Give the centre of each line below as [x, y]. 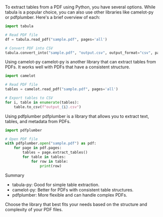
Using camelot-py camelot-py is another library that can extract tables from [81, 62]
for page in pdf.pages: [38, 148]
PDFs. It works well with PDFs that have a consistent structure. [68, 67]
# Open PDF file [21, 139]
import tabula [19, 26]
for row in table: [49, 161]
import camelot [20, 76]
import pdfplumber [24, 130]
